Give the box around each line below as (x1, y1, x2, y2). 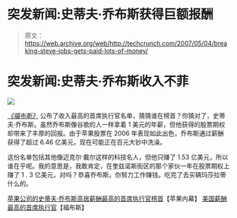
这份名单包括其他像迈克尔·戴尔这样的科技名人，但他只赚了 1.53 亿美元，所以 (7, 152, 229, 161)
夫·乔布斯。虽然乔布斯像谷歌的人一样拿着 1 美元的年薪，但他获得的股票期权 (7, 120, 226, 128)
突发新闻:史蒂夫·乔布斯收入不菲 (7, 73, 189, 90)
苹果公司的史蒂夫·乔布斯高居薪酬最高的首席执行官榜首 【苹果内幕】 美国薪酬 (7, 194, 227, 202)
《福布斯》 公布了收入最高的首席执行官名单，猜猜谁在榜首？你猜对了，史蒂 (7, 111, 226, 120)
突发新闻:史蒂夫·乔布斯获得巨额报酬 (7, 6, 214, 23)
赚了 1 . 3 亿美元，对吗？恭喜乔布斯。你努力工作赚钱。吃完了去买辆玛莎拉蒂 (7, 170, 227, 178)
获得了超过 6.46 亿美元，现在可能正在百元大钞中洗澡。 (7, 138, 166, 146)
